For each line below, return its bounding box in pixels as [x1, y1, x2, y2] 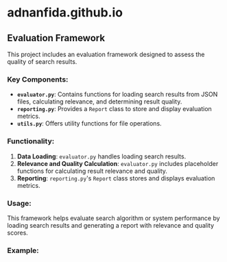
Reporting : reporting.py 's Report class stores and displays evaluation [16, 174, 215, 182]
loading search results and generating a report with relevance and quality [7, 221, 215, 229]
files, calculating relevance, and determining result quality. [16, 97, 182, 106]
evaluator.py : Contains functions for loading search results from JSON [16, 91, 218, 99]
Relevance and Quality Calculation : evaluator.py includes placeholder [16, 159, 219, 167]
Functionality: [7, 136, 55, 146]
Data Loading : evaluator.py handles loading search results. [16, 152, 187, 160]
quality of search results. [7, 58, 77, 66]
